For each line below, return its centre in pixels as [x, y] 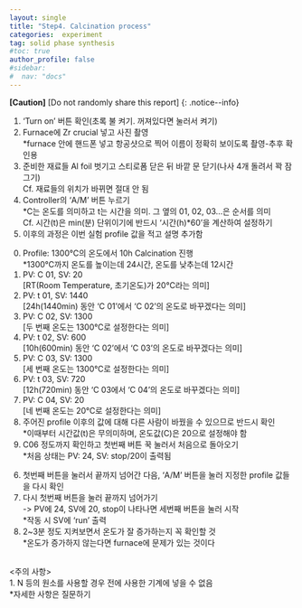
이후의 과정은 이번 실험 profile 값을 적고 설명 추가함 [113, 234]
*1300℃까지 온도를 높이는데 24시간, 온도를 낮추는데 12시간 [128, 264]
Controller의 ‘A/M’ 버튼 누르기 [76, 200]
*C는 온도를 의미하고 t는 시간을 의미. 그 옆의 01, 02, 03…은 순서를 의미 [146, 211]
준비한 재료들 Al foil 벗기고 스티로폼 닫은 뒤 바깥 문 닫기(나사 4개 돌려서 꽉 [152, 166]
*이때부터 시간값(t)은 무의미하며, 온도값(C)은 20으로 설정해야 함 [135, 433]
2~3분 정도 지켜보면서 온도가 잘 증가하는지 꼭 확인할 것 [119, 531]
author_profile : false [52, 60]
